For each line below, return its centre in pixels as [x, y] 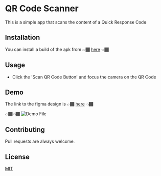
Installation [23, 38]
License [17, 157]
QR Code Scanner [42, 9]
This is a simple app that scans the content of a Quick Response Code [76, 22]
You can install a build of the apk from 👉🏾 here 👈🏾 [57, 49]
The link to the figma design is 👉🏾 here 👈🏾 [49, 104]
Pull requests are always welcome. [40, 141]
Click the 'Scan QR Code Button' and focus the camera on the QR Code [84, 77]
